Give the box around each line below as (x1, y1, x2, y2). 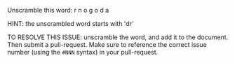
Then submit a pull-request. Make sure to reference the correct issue (7, 41, 207, 48)
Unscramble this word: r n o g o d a (7, 6, 109, 14)
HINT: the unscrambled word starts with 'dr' (7, 20, 135, 27)
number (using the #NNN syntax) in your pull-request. (7, 48, 159, 56)
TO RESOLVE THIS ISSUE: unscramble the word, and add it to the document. (7, 33, 229, 41)
